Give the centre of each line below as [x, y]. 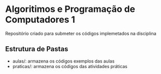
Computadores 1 [40, 20]
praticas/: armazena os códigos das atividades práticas [70, 66]
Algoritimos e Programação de [70, 9]
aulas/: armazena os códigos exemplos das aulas [63, 61]
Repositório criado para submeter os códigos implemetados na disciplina [81, 33]
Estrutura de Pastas [37, 49]
